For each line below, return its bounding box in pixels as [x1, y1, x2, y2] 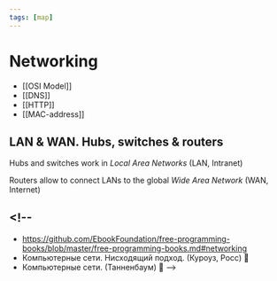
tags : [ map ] [9, 12, 53, 22]
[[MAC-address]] [21, 108, 85, 120]
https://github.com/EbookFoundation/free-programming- [21, 234, 230, 245]
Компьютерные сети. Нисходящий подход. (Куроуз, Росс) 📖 [21, 253, 250, 263]
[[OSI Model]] [21, 81, 73, 91]
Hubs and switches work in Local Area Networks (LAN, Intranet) [9, 158, 243, 168]
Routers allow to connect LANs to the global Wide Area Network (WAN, [9, 175, 269, 186]
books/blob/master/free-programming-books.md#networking [21, 243, 248, 254]
